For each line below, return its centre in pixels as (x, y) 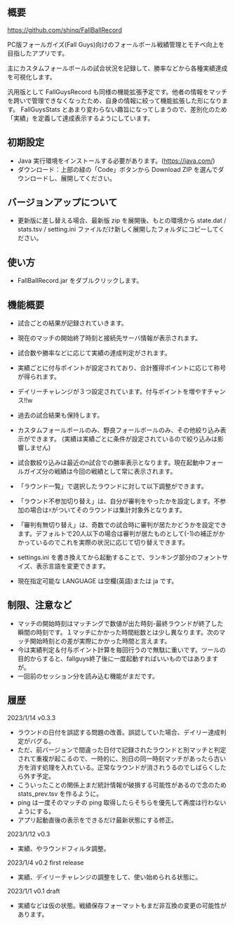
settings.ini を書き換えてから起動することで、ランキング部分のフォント (120, 557)
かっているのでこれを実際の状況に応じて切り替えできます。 (103, 543)
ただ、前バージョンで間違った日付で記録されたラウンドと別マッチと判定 (122, 750)
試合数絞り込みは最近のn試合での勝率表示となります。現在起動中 (111, 462)
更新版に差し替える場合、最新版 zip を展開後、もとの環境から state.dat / (122, 220)
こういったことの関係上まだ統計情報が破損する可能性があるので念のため (122, 785)
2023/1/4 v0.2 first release (46, 863)
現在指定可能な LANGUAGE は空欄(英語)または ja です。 (98, 581)
